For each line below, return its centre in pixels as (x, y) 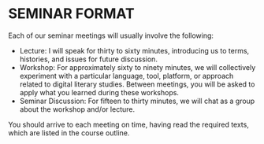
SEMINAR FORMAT (72, 14)
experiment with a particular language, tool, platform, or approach (126, 76)
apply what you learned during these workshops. (99, 92)
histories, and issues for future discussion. (88, 59)
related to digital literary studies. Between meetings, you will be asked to (137, 84)
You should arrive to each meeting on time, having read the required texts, (129, 124)
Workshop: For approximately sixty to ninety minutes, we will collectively (138, 67)
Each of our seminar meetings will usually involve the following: (111, 35)
